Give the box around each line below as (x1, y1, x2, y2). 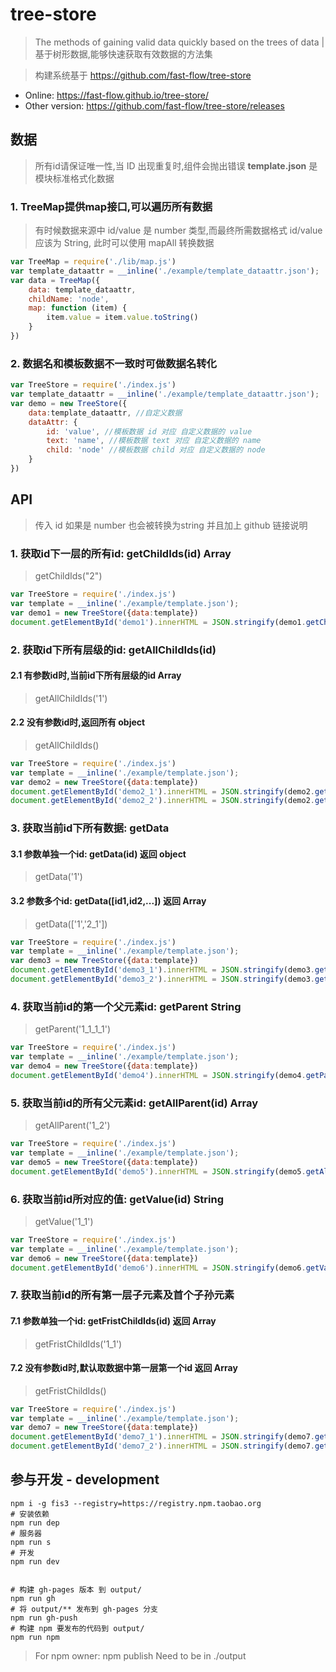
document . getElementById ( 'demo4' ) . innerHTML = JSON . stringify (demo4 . (10, 1070, 307, 1080)
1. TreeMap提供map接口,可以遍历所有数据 (10, 199, 213, 213)
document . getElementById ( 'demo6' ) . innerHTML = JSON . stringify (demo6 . (10, 1263, 307, 1273)
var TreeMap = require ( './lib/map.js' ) (10, 257, 177, 267)
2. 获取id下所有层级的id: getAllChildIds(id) (10, 643, 217, 657)
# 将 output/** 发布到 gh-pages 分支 (10, 1604, 158, 1614)
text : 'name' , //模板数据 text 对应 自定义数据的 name (46, 436, 262, 446)
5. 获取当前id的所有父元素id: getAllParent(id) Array (10, 1096, 259, 1110)
